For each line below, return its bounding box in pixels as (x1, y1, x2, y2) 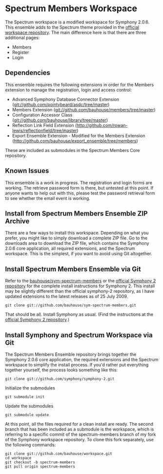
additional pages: (5, 35, 40, 41)
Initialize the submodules (5, 385, 55, 391)
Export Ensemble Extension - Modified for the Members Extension (12, 132, 145, 138)
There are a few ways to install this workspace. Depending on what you (5, 230, 149, 236)
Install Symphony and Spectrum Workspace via (5, 331, 153, 339)
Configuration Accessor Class (12, 112, 73, 118)
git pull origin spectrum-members (5, 464, 76, 469)
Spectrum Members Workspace (5, 3, 138, 14)
